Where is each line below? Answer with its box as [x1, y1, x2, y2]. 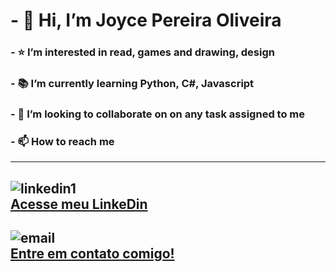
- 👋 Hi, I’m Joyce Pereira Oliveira [10, 9, 282, 32]
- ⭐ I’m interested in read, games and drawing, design [10, 45, 275, 59]
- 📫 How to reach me [10, 134, 115, 148]
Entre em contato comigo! [10, 245, 175, 263]
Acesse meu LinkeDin [10, 195, 148, 213]
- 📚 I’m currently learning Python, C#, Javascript [10, 77, 255, 91]
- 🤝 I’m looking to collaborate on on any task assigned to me [10, 107, 305, 121]
